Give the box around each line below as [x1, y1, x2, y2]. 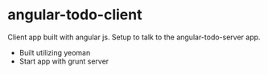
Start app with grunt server [19, 56, 109, 66]
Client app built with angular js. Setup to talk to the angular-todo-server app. [7, 32, 261, 42]
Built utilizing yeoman [19, 47, 91, 57]
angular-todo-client [7, 6, 142, 24]
